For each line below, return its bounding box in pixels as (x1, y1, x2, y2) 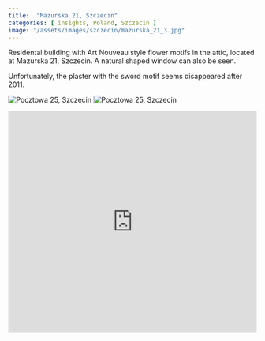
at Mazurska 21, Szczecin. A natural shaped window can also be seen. (8, 56, 237, 66)
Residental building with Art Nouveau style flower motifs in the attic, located (8, 48, 255, 58)
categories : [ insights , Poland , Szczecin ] (8, 19, 157, 27)
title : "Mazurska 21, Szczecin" (8, 11, 118, 20)
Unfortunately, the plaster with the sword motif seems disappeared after (8, 72, 243, 81)
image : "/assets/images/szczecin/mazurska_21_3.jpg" (8, 26, 185, 34)
